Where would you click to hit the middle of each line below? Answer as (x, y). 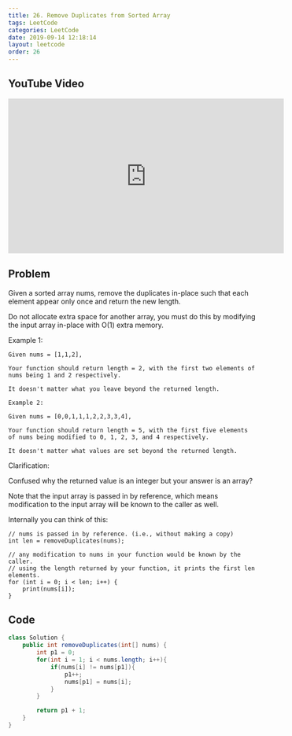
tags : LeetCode (33, 23)
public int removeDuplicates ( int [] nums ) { (95, 646)
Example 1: (26, 340)
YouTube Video (46, 84)
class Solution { (37, 638)
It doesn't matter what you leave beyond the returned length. (114, 389)
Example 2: (26, 403)
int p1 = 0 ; (56, 653)
